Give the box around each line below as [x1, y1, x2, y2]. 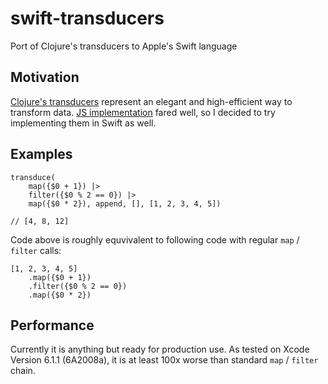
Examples [10, 146, 73, 163]
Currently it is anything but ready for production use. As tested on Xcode [10, 343, 310, 356]
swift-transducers [10, 7, 165, 30]
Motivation [10, 69, 80, 86]
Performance [10, 317, 95, 334]
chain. [10, 365, 36, 377]
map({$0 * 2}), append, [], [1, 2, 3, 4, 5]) [28, 198, 222, 209]
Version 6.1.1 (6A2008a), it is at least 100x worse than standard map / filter [10, 354, 319, 366]
